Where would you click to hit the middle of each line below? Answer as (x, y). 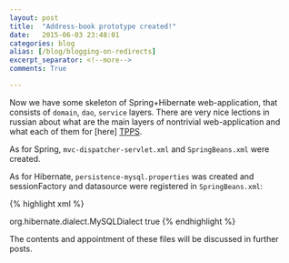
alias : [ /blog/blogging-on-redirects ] (83, 52)
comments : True (38, 69)
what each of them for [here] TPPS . (76, 131)
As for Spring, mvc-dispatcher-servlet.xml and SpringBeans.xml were (140, 149)
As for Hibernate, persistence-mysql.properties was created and (132, 176)
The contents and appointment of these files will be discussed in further (144, 238)
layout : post (34, 18)
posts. (21, 248)
